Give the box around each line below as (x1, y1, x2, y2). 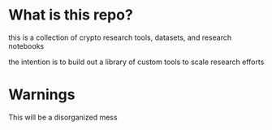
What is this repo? (8, 6, 134, 24)
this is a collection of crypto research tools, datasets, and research (8, 32, 232, 42)
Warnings (8, 85, 76, 104)
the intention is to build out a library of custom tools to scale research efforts (8, 57, 265, 67)
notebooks (8, 41, 45, 50)
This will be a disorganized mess (8, 112, 118, 122)
